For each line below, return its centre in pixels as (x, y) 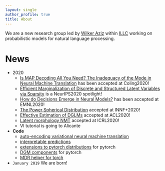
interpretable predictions (45, 142)
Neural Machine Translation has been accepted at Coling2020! (84, 83)
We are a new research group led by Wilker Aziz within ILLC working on (79, 33)
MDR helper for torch (41, 157)
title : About (19, 19)
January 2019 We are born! (40, 163)
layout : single (21, 10)
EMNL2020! (32, 104)
